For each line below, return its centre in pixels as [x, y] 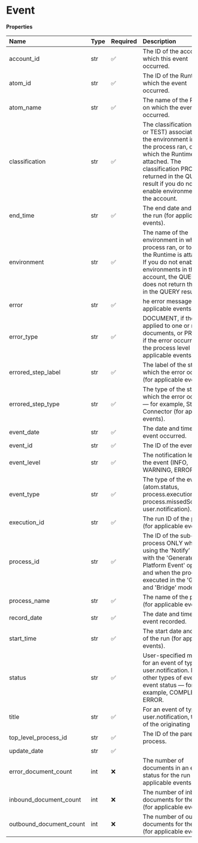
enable [152, 191]
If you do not [160, 262]
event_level [25, 462]
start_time [23, 638]
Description [159, 41]
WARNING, [157, 470]
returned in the [163, 176]
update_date [26, 751]
